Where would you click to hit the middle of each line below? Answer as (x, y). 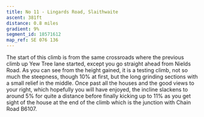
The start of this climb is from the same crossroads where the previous (95, 57)
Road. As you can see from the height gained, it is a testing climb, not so (97, 70)
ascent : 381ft (24, 18)
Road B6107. (22, 109)
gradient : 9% (23, 29)
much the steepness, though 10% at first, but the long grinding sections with (102, 77)
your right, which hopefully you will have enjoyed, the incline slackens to (97, 89)
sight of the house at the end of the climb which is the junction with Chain (99, 102)
